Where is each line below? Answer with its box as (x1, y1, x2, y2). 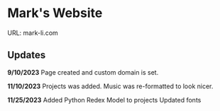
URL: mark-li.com (7, 28, 58, 37)
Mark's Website (7, 5, 103, 21)
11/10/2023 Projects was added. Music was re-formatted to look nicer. (7, 82, 214, 90)
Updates (7, 49, 46, 61)
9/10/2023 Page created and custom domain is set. (7, 68, 159, 76)
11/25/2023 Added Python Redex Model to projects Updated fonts (7, 95, 202, 104)
